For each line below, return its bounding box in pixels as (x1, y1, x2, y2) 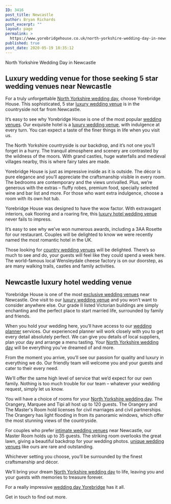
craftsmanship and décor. (5, 459, 59, 465)
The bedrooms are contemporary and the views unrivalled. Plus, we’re (5, 179, 153, 185)
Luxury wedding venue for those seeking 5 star (5, 74, 159, 83)
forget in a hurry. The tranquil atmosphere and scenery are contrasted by (5, 148, 159, 154)
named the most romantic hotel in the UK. (5, 237, 93, 243)
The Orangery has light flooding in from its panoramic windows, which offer (5, 412, 164, 418)
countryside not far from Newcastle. (5, 107, 81, 113)
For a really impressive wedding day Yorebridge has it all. (5, 484, 125, 490)
